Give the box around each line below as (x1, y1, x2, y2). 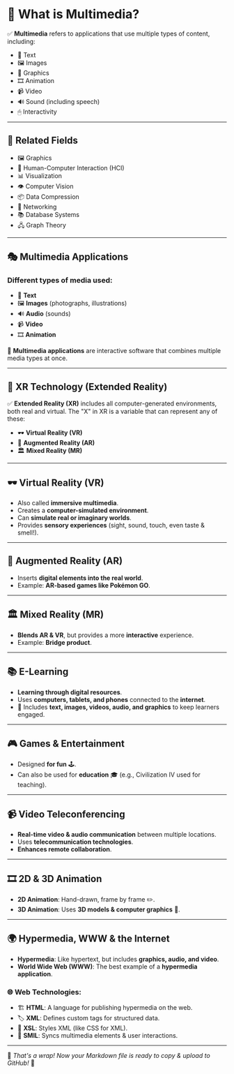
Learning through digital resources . (17, 687, 123, 696)
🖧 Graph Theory (17, 221, 66, 229)
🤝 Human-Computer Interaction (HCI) (17, 163, 125, 172)
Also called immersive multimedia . (17, 499, 119, 507)
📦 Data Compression (17, 192, 80, 201)
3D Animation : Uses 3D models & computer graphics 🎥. (17, 905, 180, 913)
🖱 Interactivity (17, 107, 57, 116)
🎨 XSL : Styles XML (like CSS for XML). (17, 1024, 127, 1032)
